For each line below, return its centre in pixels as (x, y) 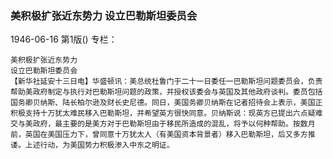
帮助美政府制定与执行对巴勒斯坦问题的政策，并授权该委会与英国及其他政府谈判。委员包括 (166, 92)
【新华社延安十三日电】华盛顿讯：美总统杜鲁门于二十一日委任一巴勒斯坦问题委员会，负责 (166, 82)
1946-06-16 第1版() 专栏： (64, 39)
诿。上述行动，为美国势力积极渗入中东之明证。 (92, 145)
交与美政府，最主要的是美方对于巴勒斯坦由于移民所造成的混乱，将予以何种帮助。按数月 (163, 124)
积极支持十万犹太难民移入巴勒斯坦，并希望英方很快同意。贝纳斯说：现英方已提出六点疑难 (166, 113)
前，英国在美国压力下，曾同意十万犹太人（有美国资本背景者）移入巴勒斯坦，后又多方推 (163, 135)
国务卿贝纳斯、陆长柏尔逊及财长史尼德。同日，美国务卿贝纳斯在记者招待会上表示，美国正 (166, 103)
